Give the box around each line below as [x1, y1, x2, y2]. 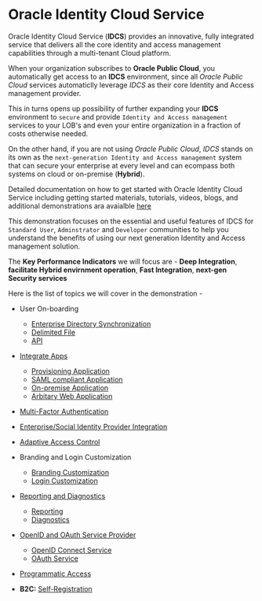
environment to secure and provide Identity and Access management [8, 112, 228, 121]
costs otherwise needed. [8, 128, 89, 138]
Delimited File [31, 327, 76, 337]
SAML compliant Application [31, 374, 123, 384]
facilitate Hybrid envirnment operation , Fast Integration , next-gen [8, 265, 227, 275]
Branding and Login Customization [19, 452, 132, 462]
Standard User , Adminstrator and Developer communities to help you [8, 224, 229, 234]
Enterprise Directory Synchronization [31, 319, 151, 328]
